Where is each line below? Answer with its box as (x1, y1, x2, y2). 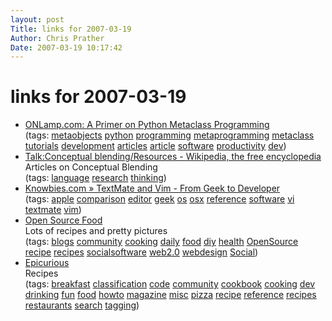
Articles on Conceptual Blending (24, 161, 158, 173)
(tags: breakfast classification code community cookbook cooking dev (24, 278, 316, 290)
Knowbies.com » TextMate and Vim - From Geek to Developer (24, 182, 281, 195)
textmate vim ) (24, 204, 82, 216)
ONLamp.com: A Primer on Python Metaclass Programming (24, 119, 270, 131)
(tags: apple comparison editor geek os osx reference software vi (24, 193, 295, 205)
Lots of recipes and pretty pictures (24, 225, 168, 237)
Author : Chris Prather (10, 33, 105, 43)
